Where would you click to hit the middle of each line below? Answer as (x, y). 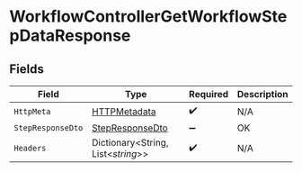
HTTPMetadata (124, 112)
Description (262, 94)
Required (209, 94)
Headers (30, 148)
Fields (27, 69)
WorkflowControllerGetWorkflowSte (148, 17)
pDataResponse (70, 36)
